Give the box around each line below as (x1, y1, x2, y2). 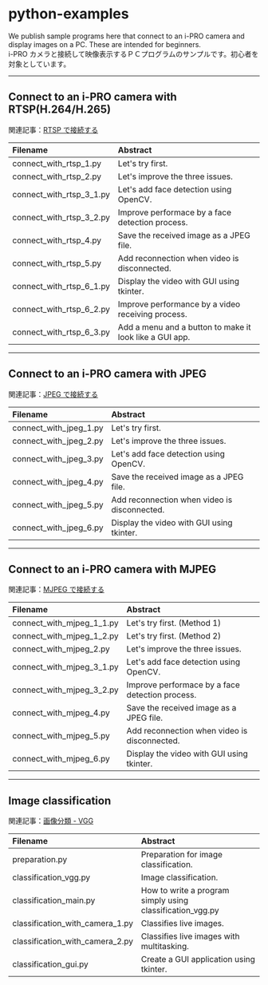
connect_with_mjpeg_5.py (12, 730, 110, 742)
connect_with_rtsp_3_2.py (12, 212, 110, 223)
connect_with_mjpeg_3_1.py (12, 662, 120, 673)
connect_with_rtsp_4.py (12, 235, 102, 246)
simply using (140, 895, 189, 906)
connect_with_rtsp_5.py (12, 257, 102, 268)
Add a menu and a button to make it (117, 321, 251, 332)
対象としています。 (8, 59, 71, 69)
